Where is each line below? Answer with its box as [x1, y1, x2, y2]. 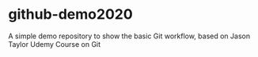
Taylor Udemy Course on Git [8, 39, 101, 48]
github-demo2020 [8, 5, 133, 23]
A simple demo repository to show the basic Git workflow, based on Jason [8, 31, 251, 41]
